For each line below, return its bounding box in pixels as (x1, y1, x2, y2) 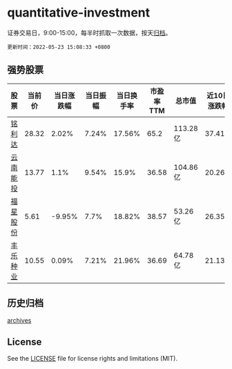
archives (7, 316, 32, 324)
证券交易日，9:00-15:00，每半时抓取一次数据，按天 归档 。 (7, 28, 172, 37)
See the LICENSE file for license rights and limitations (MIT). (7, 354, 178, 363)
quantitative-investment (7, 5, 151, 21)
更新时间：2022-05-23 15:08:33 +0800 (7, 44, 110, 50)
